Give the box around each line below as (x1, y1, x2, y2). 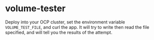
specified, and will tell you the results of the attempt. (5, 29, 113, 35)
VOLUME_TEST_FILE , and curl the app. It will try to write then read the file (5, 24, 150, 30)
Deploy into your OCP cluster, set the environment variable (5, 19, 125, 25)
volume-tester (5, 3, 66, 14)
